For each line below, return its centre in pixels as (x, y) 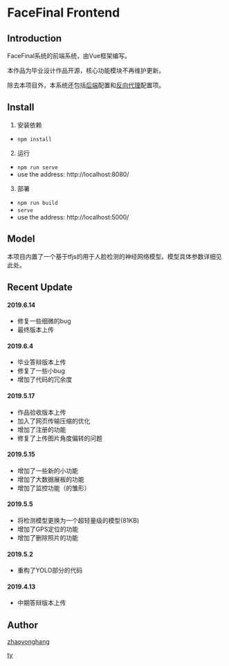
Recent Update (40, 288)
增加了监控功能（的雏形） (54, 488)
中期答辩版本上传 (42, 603)
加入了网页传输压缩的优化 (54, 421)
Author (22, 625)
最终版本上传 (35, 330)
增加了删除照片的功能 (47, 538)
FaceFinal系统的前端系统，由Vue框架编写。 (69, 56)
